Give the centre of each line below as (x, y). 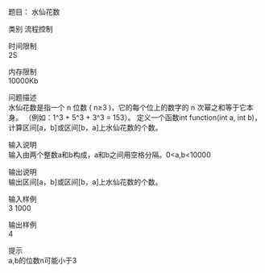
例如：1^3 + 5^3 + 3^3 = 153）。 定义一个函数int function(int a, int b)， (146, 118)
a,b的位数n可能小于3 (43, 261)
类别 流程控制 (31, 29)
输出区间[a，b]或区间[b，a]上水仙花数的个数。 (85, 182)
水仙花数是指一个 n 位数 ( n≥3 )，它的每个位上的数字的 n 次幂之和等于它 (128, 108)
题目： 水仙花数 (34, 12)
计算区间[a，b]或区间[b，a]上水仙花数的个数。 (85, 128)
